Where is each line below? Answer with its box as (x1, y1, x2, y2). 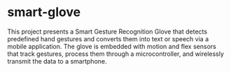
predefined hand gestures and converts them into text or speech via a (7, 34, 209, 43)
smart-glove (7, 4, 81, 20)
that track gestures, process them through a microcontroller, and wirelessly (7, 50, 224, 58)
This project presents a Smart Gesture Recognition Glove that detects (7, 27, 208, 36)
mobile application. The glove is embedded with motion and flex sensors (7, 42, 217, 50)
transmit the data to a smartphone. (7, 57, 107, 65)
